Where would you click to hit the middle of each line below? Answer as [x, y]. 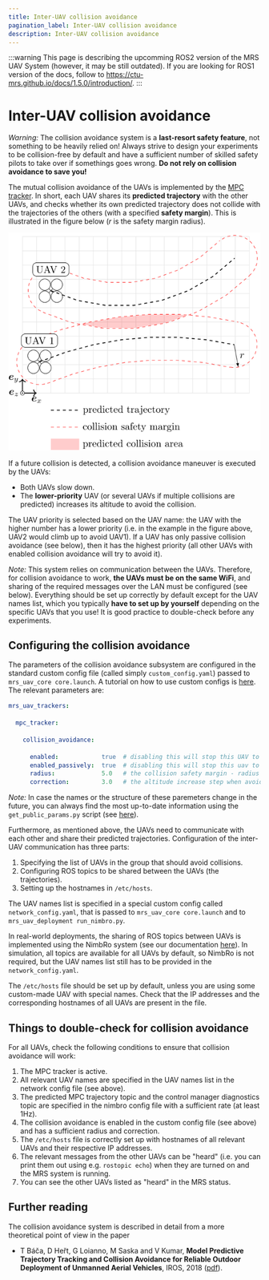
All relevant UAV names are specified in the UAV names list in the [127, 1080]
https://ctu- [125, 75]
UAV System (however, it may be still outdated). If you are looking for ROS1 [131, 66]
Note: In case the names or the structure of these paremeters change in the [133, 797]
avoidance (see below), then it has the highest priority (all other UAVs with [130, 545]
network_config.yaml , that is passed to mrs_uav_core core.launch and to [127, 912]
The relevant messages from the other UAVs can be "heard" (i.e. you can [140, 1156]
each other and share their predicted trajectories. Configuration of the [123, 838]
